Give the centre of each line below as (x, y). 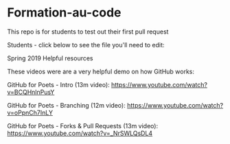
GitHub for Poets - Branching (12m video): (66, 105)
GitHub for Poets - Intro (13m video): (58, 84)
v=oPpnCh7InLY (30, 112)
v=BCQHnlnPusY (31, 92)
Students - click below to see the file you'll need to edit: (86, 45)
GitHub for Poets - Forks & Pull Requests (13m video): (83, 125)
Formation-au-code (64, 13)
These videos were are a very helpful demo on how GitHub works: (101, 71)
